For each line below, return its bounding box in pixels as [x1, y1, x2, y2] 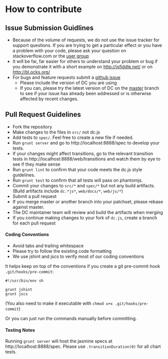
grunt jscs [5, 292, 28, 297]
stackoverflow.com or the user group [12, 53, 89, 59]
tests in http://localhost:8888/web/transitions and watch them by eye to [12, 156, 160, 162]
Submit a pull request [12, 193, 57, 199]
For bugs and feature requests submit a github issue [12, 75, 121, 80]
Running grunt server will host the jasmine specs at [5, 338, 113, 344]
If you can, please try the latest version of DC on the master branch [20, 85, 159, 91]
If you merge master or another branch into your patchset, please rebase [12, 198, 163, 204]
